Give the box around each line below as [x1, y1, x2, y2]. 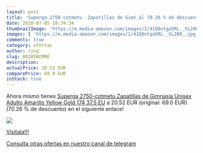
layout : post [6, 8, 39, 15]
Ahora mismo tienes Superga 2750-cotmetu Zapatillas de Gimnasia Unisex [6, 93, 192, 100]
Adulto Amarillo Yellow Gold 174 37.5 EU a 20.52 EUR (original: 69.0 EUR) [6, 99, 187, 106]
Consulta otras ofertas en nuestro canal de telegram [6, 140, 137, 148]
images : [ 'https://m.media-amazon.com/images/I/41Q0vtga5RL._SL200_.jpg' [6, 31, 199, 37]
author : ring [6, 48, 39, 54]
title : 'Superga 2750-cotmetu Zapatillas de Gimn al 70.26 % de [6, 14, 174, 20]
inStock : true [6, 76, 42, 82]
